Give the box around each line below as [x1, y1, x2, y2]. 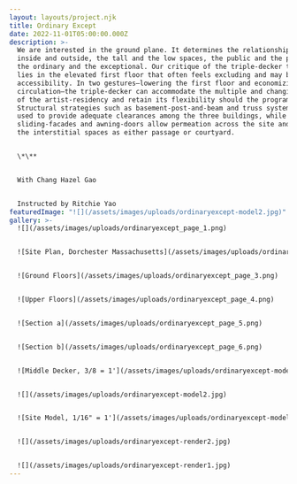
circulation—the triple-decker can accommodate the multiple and [17, 87, 263, 96]
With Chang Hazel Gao [17, 175, 97, 184]
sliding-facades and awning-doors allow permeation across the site [17, 120, 275, 129]
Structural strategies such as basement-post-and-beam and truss [17, 104, 263, 112]
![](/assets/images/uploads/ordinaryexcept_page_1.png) [17, 224, 227, 233]
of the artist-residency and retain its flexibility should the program [17, 95, 291, 104]
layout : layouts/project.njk [9, 12, 117, 22]
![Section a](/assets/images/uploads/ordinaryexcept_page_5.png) [17, 319, 263, 327]
